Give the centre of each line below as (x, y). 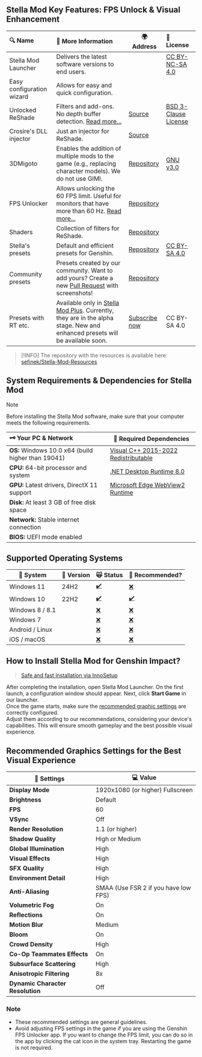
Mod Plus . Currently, (85, 310)
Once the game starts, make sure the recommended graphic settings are (96, 706)
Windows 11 (27, 587)
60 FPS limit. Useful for (89, 196)
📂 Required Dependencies (151, 439)
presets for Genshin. (85, 253)
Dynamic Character (38, 984)
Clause (176, 114)
